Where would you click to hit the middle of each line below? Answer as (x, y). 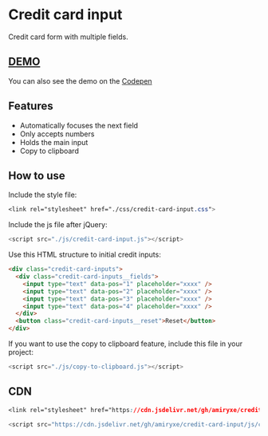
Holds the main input (54, 142)
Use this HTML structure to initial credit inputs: (85, 255)
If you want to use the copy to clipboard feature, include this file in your (126, 344)
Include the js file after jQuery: (58, 225)
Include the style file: (43, 195)
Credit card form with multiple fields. (69, 37)
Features (31, 106)
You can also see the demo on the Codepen (81, 81)
